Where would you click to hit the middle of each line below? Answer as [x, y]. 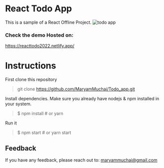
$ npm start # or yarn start [44, 133]
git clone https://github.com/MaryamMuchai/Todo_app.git [76, 89]
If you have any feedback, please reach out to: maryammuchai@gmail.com [81, 160]
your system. [19, 104]
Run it [11, 123]
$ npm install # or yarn [40, 114]
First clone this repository [31, 80]
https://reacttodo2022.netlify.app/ [40, 46]
